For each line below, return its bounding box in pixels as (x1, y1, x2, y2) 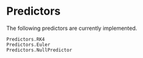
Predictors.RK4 (6, 36, 45, 42)
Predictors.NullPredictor (6, 47, 72, 53)
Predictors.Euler (6, 42, 51, 48)
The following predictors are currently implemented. (6, 24, 137, 32)
